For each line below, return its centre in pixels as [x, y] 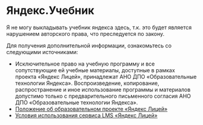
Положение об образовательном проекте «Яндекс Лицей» [91, 109]
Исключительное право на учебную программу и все [85, 64]
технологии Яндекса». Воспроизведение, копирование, [87, 83]
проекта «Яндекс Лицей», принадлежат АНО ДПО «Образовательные [106, 76]
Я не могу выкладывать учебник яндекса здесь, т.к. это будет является [99, 27]
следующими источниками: [42, 52]
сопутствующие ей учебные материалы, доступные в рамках [95, 70]
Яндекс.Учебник [50, 11]
